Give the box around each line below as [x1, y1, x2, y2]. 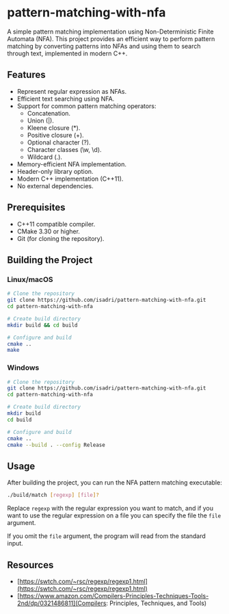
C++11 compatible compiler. [16, 220, 96, 228]
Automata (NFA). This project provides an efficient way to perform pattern [7, 34, 215, 42]
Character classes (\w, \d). [27, 145, 102, 153]
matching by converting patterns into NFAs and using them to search [7, 42, 201, 50]
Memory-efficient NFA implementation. [16, 159, 127, 168]
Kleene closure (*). [27, 123, 81, 131]
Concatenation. [27, 109, 70, 117]
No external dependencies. [16, 181, 94, 190]
